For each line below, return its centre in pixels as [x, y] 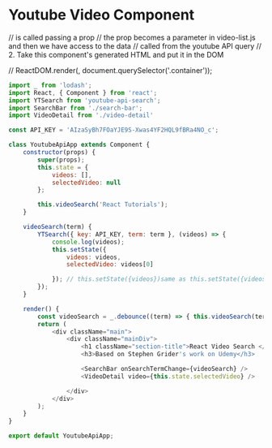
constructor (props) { [59, 153]
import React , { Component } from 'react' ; [83, 93]
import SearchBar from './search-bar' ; [76, 108]
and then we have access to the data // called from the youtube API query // [135, 45]
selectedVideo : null [86, 183]
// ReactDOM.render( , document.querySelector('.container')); [110, 70]
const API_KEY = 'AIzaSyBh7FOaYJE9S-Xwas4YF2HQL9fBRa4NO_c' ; [114, 130]
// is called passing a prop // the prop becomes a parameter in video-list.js [132, 37]
